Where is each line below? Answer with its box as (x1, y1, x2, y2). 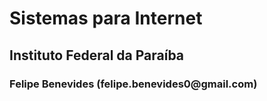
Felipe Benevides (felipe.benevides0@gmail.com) (9, 77, 258, 91)
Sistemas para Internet (9, 7, 203, 30)
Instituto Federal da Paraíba (9, 47, 185, 64)
